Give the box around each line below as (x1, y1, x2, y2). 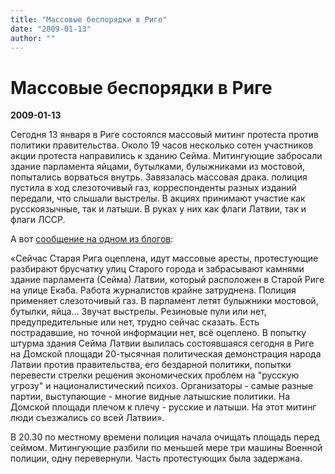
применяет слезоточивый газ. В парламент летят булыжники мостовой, (10, 295, 319, 307)
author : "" (10, 33, 56, 43)
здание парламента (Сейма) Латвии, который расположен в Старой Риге (10, 274, 325, 286)
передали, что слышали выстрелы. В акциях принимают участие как (10, 192, 306, 205)
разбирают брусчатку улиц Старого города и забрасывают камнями (10, 263, 305, 275)
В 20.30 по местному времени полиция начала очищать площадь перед (10, 431, 320, 443)
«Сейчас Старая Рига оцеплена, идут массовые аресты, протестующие (10, 252, 319, 265)
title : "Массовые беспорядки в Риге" (10, 14, 168, 25)
